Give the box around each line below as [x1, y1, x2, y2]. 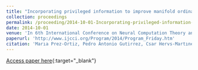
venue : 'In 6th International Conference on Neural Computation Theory [6, 30, 186, 36]
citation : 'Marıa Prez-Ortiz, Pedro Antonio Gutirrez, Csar [6, 41, 157, 47]
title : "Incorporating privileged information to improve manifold [6, 8, 176, 15]
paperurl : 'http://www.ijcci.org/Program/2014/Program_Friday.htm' [6, 36, 176, 41]
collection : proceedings [6, 14, 67, 20]
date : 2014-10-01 [6, 24, 49, 31]
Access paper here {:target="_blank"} [6, 57, 97, 64]
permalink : [6, 19, 33, 25]
